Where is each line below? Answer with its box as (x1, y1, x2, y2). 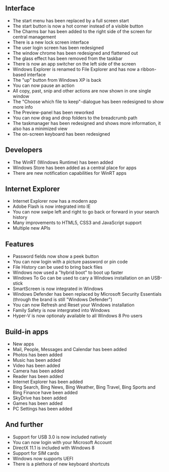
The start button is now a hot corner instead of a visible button (12, 23, 144, 29)
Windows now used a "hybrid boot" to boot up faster (12, 269, 123, 276)
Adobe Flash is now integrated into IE (12, 203, 91, 210)
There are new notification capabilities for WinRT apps (12, 170, 127, 176)
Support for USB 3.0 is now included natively (12, 434, 107, 440)
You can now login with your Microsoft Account (12, 439, 112, 445)
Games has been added (12, 400, 63, 406)
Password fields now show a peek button (12, 254, 99, 260)
